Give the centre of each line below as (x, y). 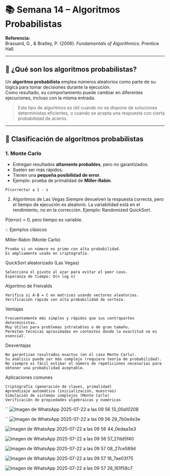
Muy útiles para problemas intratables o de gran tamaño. (68, 327)
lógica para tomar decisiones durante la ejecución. (58, 87)
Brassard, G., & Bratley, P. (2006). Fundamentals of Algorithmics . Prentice (82, 43)
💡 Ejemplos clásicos (26, 230)
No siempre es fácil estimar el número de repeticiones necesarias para (83, 364)
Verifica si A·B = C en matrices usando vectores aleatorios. (72, 295)
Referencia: (18, 38)
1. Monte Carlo (23, 153)
